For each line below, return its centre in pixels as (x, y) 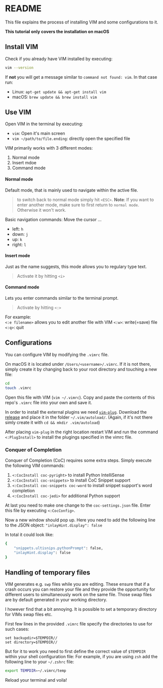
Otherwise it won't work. (42, 210)
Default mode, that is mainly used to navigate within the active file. (72, 190)
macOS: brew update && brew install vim (54, 97)
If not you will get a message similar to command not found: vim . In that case (81, 77)
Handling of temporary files (48, 572)
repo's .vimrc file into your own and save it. (49, 402)
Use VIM (18, 112)
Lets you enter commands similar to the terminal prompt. (62, 298)
